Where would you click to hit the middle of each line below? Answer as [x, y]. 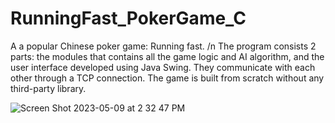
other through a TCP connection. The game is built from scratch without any [167, 78]
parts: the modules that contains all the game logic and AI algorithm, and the [167, 56]
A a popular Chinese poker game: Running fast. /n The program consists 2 [163, 46]
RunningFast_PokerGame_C [128, 18]
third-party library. [48, 88]
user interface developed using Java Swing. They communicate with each [163, 67]
